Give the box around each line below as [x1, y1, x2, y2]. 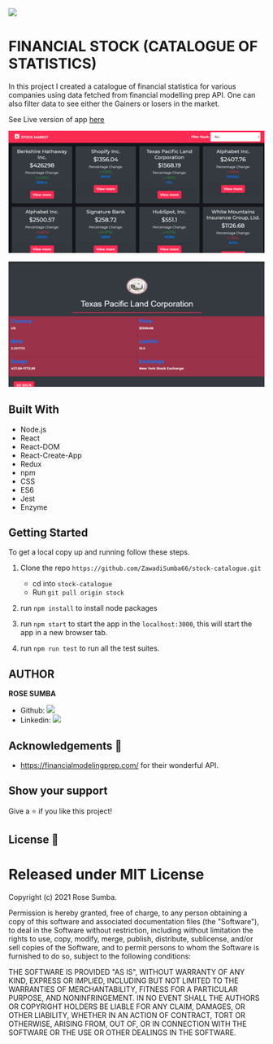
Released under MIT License [8, 866, 205, 884]
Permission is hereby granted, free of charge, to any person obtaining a [8, 908, 248, 918]
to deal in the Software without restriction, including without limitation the [8, 925, 253, 936]
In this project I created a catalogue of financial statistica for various [8, 81, 236, 91]
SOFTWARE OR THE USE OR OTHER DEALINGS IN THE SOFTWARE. [8, 1028, 236, 1037]
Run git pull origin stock [32, 587, 124, 598]
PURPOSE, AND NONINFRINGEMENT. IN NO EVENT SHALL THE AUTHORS [8, 994, 260, 1003]
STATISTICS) [8, 55, 97, 73]
